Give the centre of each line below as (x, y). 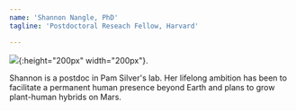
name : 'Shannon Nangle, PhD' (64, 17)
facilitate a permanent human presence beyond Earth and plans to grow (142, 87)
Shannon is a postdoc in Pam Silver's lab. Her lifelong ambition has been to (148, 78)
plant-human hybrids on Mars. (65, 97)
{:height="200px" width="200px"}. (83, 60)
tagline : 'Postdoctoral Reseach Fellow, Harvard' (104, 26)
